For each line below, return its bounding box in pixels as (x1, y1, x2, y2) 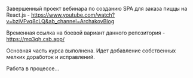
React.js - (6, 11, 30, 18)
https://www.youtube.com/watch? (30, 11, 115, 18)
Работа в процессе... (6, 65, 60, 72)
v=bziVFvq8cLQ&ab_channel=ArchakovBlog (6, 18, 115, 24)
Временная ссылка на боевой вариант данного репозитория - (6, 29, 166, 36)
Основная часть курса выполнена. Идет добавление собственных (6, 47, 176, 54)
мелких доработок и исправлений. (6, 54, 95, 60)
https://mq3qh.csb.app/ (6, 36, 65, 42)
